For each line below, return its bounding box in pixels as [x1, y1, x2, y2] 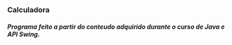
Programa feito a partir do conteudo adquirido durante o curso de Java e [7, 22, 225, 31]
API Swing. [7, 30, 40, 38]
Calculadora [7, 5, 51, 15]
